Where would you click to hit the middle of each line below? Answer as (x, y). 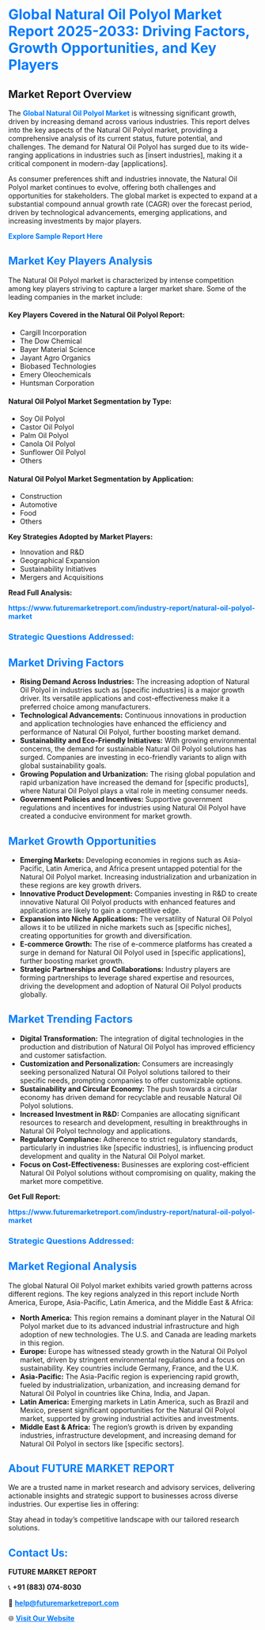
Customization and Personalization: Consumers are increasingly (126, 1063)
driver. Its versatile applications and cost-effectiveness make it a (125, 698)
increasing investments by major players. (75, 221)
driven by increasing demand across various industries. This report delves (129, 121)
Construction (41, 497)
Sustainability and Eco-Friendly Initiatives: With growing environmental (138, 740)
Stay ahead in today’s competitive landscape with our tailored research (124, 1519)
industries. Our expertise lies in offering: (74, 1504)
